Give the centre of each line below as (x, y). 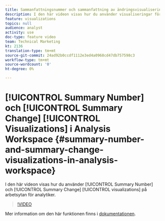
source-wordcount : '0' (28, 64)
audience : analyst (24, 28)
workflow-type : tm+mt (27, 60)
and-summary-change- (55, 150)
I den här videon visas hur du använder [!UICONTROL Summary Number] (79, 184)
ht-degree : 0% (20, 69)
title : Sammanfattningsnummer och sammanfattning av (60, 10)
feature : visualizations (30, 19)
